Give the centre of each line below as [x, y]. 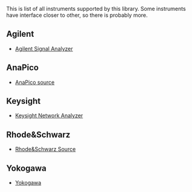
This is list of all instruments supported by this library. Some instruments [96, 9]
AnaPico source [35, 82]
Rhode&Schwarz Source [45, 149]
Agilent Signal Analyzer [44, 48]
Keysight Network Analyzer [49, 116]
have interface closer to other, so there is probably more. [77, 15]
